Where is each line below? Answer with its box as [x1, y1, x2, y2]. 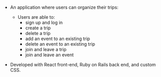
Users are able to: [17, 14, 55, 20]
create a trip [25, 25, 51, 31]
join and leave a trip [25, 47, 67, 52]
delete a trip [25, 30, 51, 36]
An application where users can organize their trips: [10, 5, 118, 10]
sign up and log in [25, 20, 63, 25]
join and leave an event [25, 52, 74, 58]
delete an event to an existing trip [25, 41, 95, 47]
